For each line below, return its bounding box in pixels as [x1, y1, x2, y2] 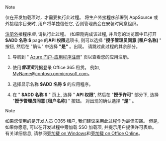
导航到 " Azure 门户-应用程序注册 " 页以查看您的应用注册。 [12, 54, 132, 60]
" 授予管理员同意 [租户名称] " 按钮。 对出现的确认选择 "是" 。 [12, 98, 137, 103]
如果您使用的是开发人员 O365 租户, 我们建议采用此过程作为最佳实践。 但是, [5, 118, 159, 124]
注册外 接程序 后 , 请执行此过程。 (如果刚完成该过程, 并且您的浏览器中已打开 [5, 31, 157, 37]
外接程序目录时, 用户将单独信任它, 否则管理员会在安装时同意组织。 [5, 21, 141, 26]
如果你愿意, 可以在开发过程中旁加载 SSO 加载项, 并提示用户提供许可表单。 [5, 124, 157, 130]
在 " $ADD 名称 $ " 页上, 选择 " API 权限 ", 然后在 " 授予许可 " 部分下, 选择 [12, 92, 159, 97]
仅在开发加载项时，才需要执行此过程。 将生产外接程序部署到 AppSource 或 [5, 14, 158, 20]
